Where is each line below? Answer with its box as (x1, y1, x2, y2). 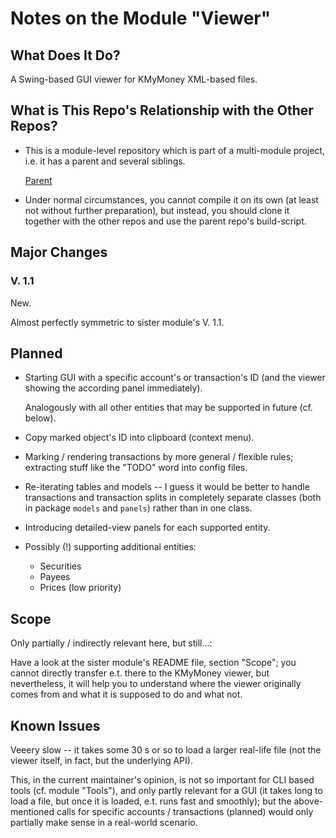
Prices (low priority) (39, 582, 122, 594)
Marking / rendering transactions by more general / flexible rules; (24, 451, 294, 463)
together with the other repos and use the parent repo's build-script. (24, 215, 307, 227)
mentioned (10, 805, 55, 817)
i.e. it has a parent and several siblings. (24, 155, 186, 167)
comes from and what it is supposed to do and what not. (10, 688, 243, 701)
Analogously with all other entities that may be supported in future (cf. (24, 402, 313, 414)
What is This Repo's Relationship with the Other (10, 102, 314, 119)
